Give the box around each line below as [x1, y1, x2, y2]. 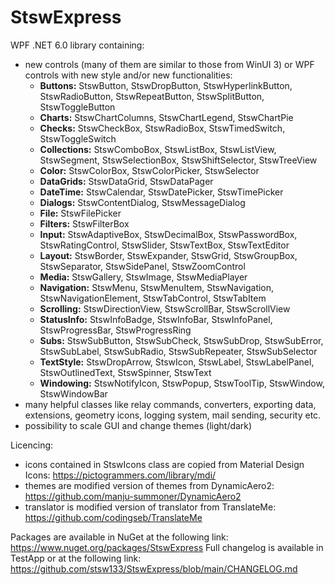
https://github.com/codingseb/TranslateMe [24, 511, 203, 523]
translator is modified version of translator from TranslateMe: [24, 501, 277, 513]
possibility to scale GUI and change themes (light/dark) [24, 419, 253, 431]
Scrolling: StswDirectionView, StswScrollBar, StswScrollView [39, 302, 291, 315]
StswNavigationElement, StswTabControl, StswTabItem [39, 292, 267, 304]
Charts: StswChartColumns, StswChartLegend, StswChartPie [39, 111, 294, 123]
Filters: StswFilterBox [39, 217, 130, 230]
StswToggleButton [39, 101, 116, 113]
